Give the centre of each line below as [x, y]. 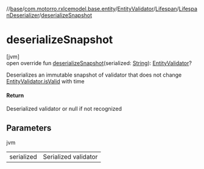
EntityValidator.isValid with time [45, 81]
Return [15, 95]
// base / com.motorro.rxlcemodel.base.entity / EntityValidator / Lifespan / [93, 9]
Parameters [29, 128]
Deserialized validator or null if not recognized [64, 109]
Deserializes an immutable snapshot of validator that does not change [94, 75]
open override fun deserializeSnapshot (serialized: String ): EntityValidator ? [99, 63]
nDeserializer [23, 15]
